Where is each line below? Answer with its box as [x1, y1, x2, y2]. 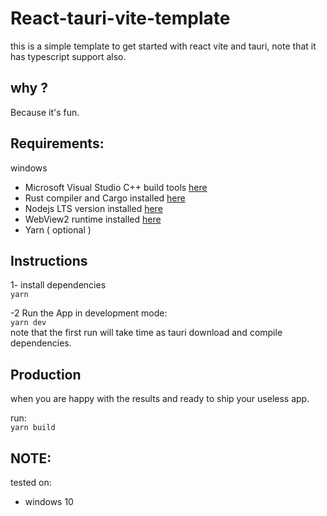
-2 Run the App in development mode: [10, 307, 168, 319]
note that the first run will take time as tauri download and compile [10, 327, 283, 339]
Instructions [10, 252, 88, 269]
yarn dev [10, 318, 47, 328]
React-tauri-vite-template [10, 7, 231, 30]
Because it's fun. [10, 106, 80, 118]
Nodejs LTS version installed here [24, 202, 163, 214]
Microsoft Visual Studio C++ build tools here [24, 181, 208, 193]
